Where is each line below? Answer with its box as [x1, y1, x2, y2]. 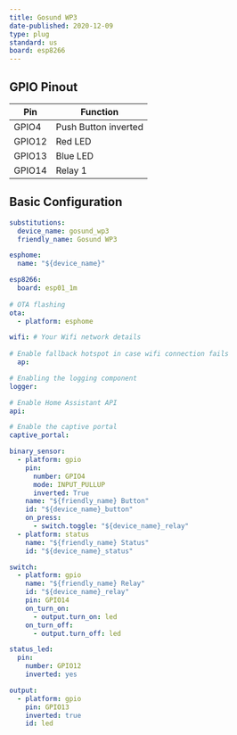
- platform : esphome [17, 317, 94, 326]
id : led [25, 719, 53, 728]
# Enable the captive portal [9, 423, 118, 432]
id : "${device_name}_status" [25, 546, 134, 556]
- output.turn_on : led [32, 612, 118, 621]
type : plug [9, 29, 50, 38]
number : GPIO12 [25, 662, 82, 671]
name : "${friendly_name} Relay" [25, 579, 145, 589]
